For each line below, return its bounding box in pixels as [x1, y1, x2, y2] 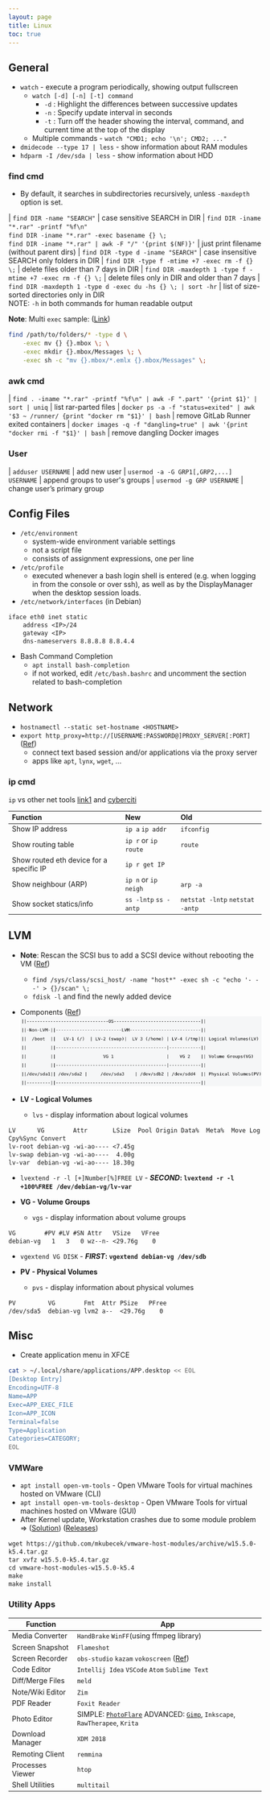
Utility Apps [8, 1599, 56, 1610]
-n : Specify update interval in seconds [43, 108, 173, 118]
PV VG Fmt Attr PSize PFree [8, 1299, 167, 1307]
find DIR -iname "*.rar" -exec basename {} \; [8, 232, 167, 240]
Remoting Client [11, 1748, 65, 1759]
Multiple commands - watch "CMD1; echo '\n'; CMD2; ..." [31, 134, 227, 143]
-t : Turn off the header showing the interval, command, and [43, 117, 244, 126]
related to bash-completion [31, 677, 123, 687]
